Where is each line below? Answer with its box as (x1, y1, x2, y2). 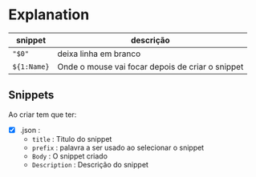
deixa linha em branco (57, 48, 141, 59)
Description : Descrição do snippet (31, 159, 148, 169)
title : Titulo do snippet (31, 134, 112, 143)
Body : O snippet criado (31, 151, 108, 161)
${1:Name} (12, 62, 50, 71)
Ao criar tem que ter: (8, 110, 77, 119)
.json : (19, 125, 41, 135)
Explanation (8, 6, 90, 24)
